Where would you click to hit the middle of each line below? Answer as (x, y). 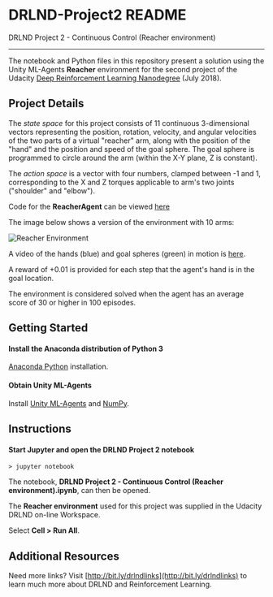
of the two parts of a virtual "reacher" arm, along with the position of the (130, 141)
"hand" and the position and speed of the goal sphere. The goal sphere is (131, 149)
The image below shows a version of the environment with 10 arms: (121, 222)
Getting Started (48, 328)
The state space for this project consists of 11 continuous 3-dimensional (129, 123)
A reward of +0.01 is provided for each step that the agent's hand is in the (132, 269)
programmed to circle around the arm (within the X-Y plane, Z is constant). (133, 158)
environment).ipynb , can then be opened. (80, 491)
